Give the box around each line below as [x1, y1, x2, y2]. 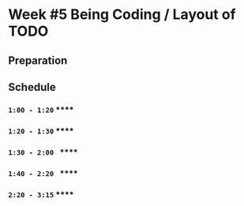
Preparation [8, 54, 68, 67]
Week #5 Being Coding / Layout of [8, 6, 236, 24]
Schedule [8, 81, 57, 94]
